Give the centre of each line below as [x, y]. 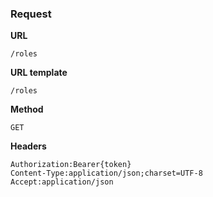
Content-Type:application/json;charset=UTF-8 [106, 173]
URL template [39, 73]
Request [31, 14]
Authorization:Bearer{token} [71, 165]
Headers [28, 146]
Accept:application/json [62, 182]
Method [27, 109]
